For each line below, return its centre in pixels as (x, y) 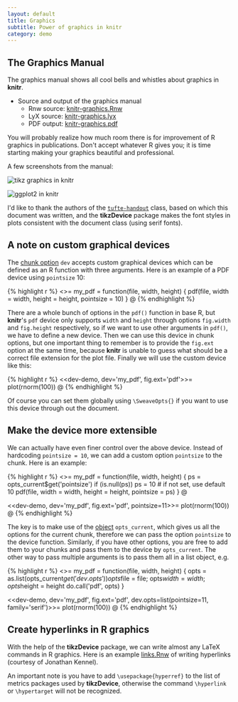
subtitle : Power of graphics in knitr (65, 27)
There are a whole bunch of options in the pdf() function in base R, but (111, 312)
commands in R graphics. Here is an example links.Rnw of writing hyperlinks (119, 654)
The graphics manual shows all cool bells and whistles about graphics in (113, 80)
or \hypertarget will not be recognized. (65, 691)
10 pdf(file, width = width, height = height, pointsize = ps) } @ (97, 491)
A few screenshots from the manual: (60, 166)
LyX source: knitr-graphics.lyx (72, 116)
